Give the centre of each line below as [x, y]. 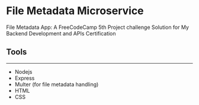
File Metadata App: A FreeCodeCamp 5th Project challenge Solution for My [98, 27]
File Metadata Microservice [75, 11]
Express [25, 78]
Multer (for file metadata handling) [57, 84]
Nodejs [23, 71]
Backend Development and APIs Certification [61, 33]
